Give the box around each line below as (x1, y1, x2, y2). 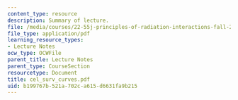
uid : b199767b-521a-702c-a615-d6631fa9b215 (7, 82, 138, 89)
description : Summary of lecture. (7, 17, 110, 24)
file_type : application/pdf (7, 30, 91, 37)
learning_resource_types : (7, 37, 84, 44)
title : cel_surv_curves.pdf (7, 75, 91, 83)
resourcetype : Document (7, 69, 78, 76)
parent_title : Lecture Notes (7, 56, 93, 63)
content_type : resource (7, 10, 78, 18)
